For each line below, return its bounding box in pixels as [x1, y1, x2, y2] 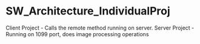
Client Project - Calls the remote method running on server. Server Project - [5, 24, 195, 31]
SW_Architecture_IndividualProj [5, 4, 170, 18]
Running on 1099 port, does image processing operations [5, 30, 149, 37]
